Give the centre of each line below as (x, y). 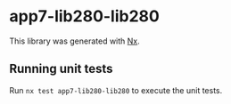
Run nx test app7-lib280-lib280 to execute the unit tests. (116, 90)
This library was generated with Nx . (74, 41)
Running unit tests (61, 69)
